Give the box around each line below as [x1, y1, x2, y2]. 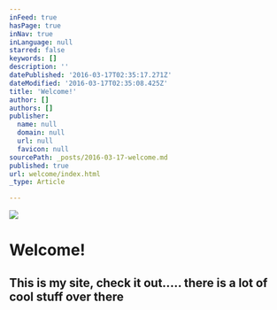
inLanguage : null [9, 37, 73, 47]
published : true [9, 161, 69, 170]
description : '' [9, 63, 69, 72]
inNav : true [9, 29, 53, 38]
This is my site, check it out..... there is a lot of [9, 275, 268, 291]
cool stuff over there [9, 289, 124, 304]
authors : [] [9, 104, 53, 112]
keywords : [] [9, 54, 58, 63]
